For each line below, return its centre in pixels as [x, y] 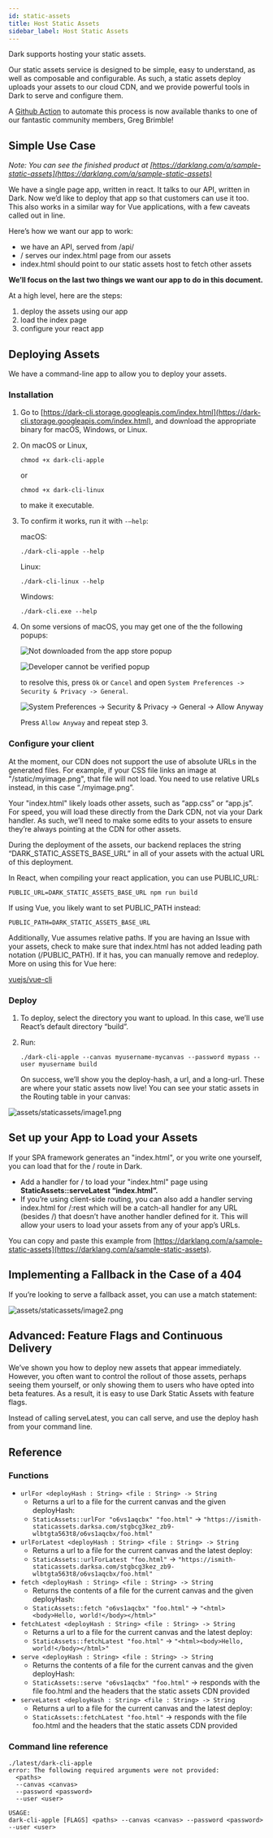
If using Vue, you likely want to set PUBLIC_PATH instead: [105, 907]
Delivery [30, 1348]
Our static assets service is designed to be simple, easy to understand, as [132, 70]
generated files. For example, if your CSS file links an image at [113, 770]
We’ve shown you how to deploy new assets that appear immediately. [125, 1368]
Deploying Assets [54, 354]
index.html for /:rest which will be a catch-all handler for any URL [129, 1208]
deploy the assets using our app [74, 311]
